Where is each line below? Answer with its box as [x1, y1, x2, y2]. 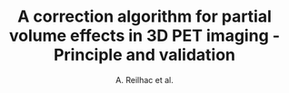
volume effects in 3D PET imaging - [8, 25, 281, 46]
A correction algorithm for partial [17, 6, 272, 27]
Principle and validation [54, 45, 235, 65]
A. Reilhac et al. [115, 74, 174, 85]
